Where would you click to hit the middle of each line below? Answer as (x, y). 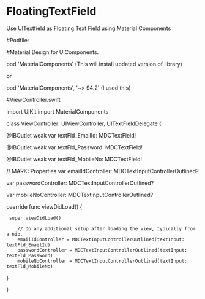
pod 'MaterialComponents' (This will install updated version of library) (94, 64)
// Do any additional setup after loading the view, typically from (106, 228)
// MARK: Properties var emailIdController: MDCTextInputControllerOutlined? (102, 171)
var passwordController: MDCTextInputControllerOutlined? (80, 183)
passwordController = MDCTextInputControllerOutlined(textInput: (102, 250)
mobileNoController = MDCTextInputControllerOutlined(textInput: (102, 261)
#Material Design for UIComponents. (53, 52)
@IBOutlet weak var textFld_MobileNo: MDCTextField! (74, 159)
